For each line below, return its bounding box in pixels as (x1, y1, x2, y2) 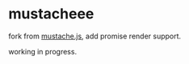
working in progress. (8, 46, 78, 56)
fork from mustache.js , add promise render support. (8, 31, 182, 41)
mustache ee (8, 5, 94, 23)
